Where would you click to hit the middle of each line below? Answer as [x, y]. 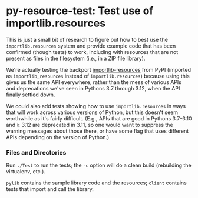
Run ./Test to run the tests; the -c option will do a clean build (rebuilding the [99, 165]
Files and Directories [36, 152]
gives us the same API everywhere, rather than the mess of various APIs [94, 82]
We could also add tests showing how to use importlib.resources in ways [96, 106]
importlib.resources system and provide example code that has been [91, 46]
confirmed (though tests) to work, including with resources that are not [92, 52]
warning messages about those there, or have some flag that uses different [98, 131]
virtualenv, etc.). [26, 172]
